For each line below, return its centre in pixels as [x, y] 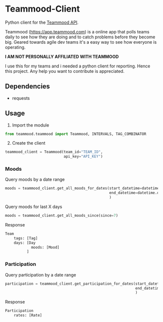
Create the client [29, 143]
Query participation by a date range [41, 274]
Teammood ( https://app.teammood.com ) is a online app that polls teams [77, 32]
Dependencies [27, 87]
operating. [15, 47]
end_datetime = [123, 193]
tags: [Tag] [26, 238]
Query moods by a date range [35, 179]
